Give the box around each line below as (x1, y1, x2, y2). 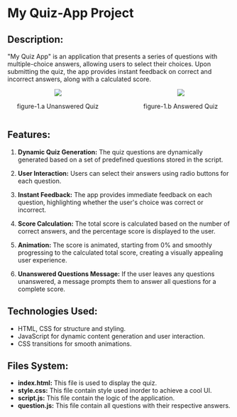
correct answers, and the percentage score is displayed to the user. (17, 226, 216, 236)
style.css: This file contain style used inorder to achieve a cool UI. (17, 386, 212, 395)
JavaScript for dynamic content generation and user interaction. (17, 332, 206, 340)
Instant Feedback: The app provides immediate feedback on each (17, 190, 212, 199)
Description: (7, 33, 64, 46)
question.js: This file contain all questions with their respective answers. (17, 401, 231, 410)
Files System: (7, 360, 69, 372)
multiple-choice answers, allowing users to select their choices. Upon (7, 60, 211, 68)
